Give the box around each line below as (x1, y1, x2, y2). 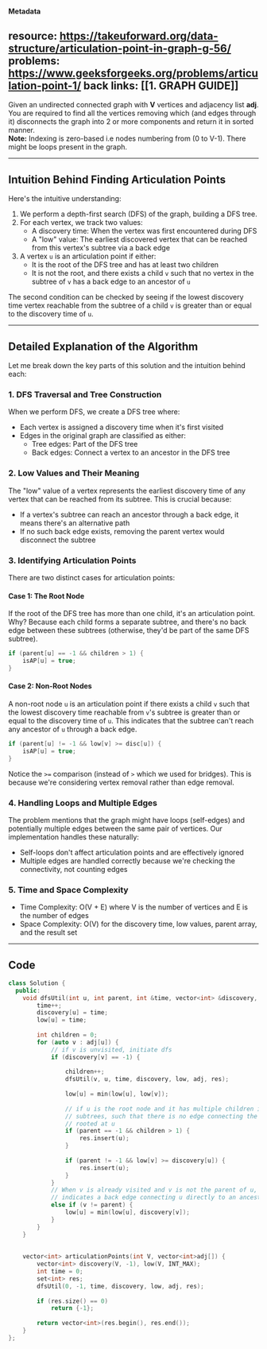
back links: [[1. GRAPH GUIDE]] (83, 79, 239, 92)
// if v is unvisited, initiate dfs (50, 1045, 172, 1053)
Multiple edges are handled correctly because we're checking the (19, 855, 236, 866)
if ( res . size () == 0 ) (37, 1297, 109, 1305)
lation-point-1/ (8, 79, 82, 92)
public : (15, 987, 41, 994)
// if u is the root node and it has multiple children (64, 1105, 254, 1113)
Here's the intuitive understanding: (8, 194, 122, 204)
